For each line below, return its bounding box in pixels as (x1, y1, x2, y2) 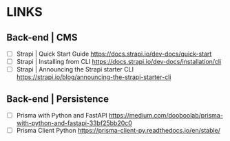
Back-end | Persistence (6, 93, 109, 105)
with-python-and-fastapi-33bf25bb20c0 (16, 119, 132, 127)
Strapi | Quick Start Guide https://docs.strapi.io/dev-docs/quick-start (16, 50, 212, 58)
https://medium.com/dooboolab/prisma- (108, 111, 223, 119)
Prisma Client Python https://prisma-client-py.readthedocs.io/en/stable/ (16, 127, 221, 135)
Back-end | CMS (6, 32, 78, 43)
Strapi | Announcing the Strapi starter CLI (16, 65, 134, 74)
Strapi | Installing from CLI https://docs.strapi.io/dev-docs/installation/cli (16, 58, 222, 66)
